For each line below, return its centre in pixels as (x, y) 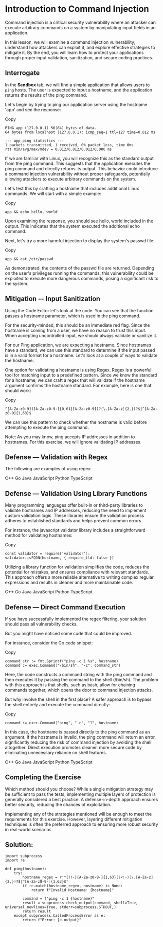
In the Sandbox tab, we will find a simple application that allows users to (77, 85)
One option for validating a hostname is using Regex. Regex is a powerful (78, 370)
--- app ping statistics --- (35, 141)
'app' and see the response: (33, 109)
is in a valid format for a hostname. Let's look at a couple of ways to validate (81, 355)
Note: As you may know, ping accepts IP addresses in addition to (70, 437)
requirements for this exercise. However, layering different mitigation (74, 819)
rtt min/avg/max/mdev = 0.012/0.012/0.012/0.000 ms (58, 149)
